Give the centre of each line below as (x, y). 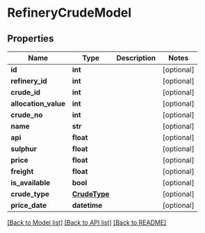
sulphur (24, 149)
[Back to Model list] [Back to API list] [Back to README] (87, 223)
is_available (31, 183)
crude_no (27, 115)
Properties (31, 39)
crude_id (25, 92)
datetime (87, 205)
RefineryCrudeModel (69, 13)
